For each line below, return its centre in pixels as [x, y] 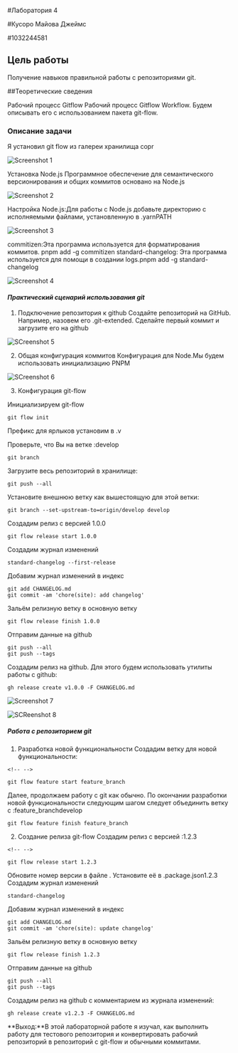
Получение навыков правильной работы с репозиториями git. [102, 77]
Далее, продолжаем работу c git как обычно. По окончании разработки [117, 795]
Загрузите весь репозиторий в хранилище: [73, 471]
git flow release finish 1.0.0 [54, 622]
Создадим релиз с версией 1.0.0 [57, 523]
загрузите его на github [53, 328]
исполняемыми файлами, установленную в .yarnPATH [90, 217]
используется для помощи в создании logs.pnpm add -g [93, 260]
